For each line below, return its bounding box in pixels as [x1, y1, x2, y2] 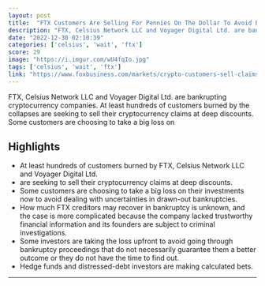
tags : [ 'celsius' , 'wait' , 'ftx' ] [8, 63, 122, 71]
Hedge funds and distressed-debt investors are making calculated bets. [19, 262, 254, 271]
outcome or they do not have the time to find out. [19, 254, 180, 263]
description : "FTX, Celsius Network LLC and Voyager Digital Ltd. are [8, 26, 245, 34]
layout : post [8, 11, 51, 20]
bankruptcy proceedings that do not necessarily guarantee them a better [19, 245, 256, 254]
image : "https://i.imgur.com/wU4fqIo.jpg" [8, 56, 150, 64]
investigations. [19, 228, 67, 238]
